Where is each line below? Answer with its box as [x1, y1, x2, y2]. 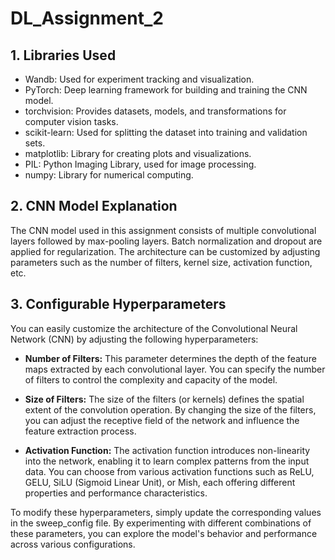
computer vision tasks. [24, 116, 119, 127]
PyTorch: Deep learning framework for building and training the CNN [24, 84, 308, 96]
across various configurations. [10, 538, 136, 550]
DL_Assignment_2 [10, 7, 164, 30]
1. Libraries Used [10, 47, 117, 64]
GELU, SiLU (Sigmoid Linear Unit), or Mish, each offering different [24, 476, 296, 488]
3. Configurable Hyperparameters [10, 296, 227, 313]
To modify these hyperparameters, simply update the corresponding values [10, 506, 322, 518]
